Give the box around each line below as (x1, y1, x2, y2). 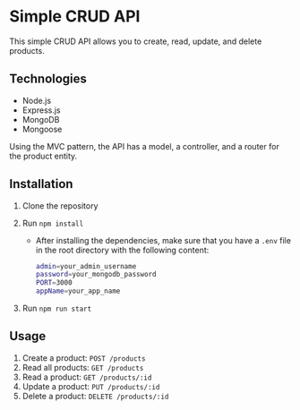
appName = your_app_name (35, 286, 121, 296)
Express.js (21, 105, 61, 115)
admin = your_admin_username (35, 261, 137, 270)
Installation (9, 176, 73, 192)
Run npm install (21, 218, 84, 228)
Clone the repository (21, 200, 99, 211)
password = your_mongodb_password (35, 270, 157, 279)
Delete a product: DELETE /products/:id (21, 390, 169, 401)
